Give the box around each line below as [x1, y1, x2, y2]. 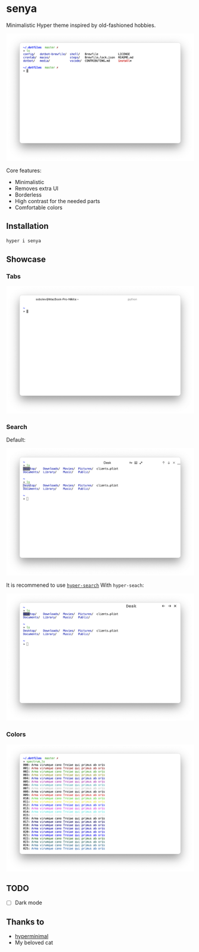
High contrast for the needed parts [14, 197, 100, 204]
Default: [6, 436, 26, 443]
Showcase [6, 254, 46, 264]
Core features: [6, 167, 42, 174]
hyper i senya [6, 238, 42, 244]
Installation [6, 221, 49, 231]
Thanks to [6, 917, 45, 927]
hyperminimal [14, 933, 49, 940]
